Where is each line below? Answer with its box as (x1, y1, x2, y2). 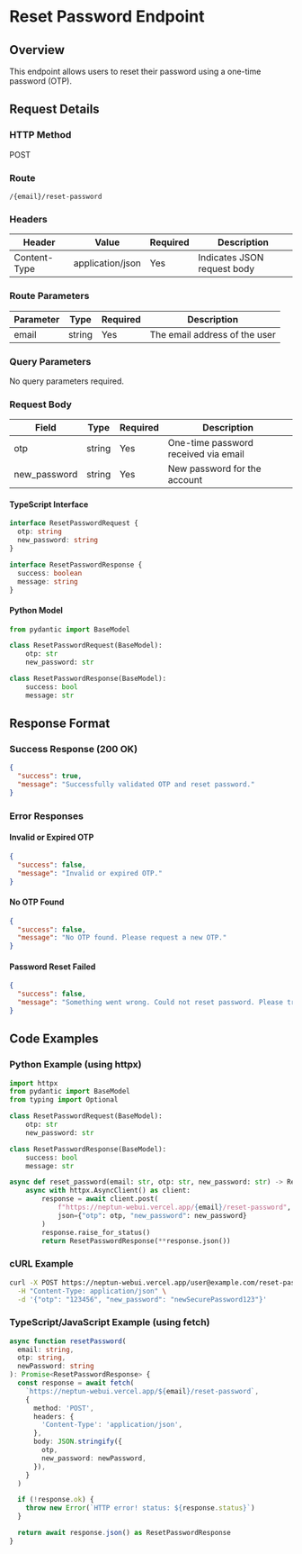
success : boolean (17, 568, 83, 577)
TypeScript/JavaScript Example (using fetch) (9, 1316, 210, 1329)
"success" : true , (17, 772, 83, 781)
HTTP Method (9, 129, 72, 141)
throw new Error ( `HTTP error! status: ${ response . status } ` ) (25, 1504, 255, 1513)
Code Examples (9, 1031, 99, 1047)
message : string (17, 577, 78, 586)
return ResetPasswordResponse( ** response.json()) (41, 1236, 231, 1245)
